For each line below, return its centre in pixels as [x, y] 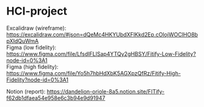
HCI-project [37, 11]
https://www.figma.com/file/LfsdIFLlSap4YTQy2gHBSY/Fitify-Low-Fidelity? [101, 53]
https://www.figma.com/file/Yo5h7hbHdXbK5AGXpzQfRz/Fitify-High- [94, 73]
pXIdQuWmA [23, 41]
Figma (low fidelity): [31, 47]
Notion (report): [26, 91]
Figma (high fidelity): [32, 67]
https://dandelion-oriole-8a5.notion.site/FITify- [106, 91]
